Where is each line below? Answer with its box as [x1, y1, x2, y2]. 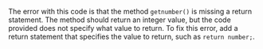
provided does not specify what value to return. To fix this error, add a [8, 24, 238, 32]
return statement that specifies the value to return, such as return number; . [8, 32, 255, 41]
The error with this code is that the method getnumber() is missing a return [8, 7, 253, 16]
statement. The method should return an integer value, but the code [8, 15, 231, 24]
